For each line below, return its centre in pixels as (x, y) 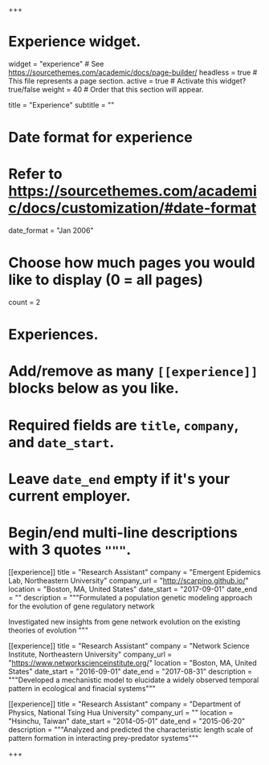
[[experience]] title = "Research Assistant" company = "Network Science (129, 645)
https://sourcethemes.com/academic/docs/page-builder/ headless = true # (133, 72)
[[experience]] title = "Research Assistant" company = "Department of (124, 704)
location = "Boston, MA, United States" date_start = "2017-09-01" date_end (133, 589)
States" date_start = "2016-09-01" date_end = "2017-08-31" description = (130, 671)
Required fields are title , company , (124, 425)
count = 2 (24, 302)
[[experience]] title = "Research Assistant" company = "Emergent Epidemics (134, 572)
